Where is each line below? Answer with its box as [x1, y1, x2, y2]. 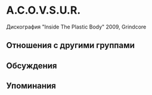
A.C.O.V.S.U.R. [6, 4, 81, 17]
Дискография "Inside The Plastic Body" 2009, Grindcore [6, 23, 147, 30]
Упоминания [6, 81, 57, 91]
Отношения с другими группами [6, 40, 135, 50]
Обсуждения [6, 61, 57, 71]
